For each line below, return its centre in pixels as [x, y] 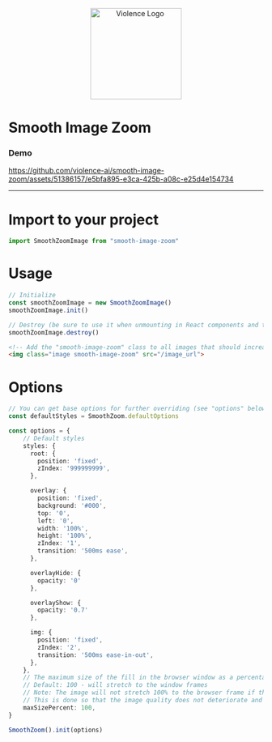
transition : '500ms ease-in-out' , [96, 655]
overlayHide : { [55, 573]
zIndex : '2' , [59, 647]
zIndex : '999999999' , [74, 469]
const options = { [39, 431]
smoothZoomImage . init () [49, 310]
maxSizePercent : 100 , [59, 708]
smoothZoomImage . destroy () [54, 332]
